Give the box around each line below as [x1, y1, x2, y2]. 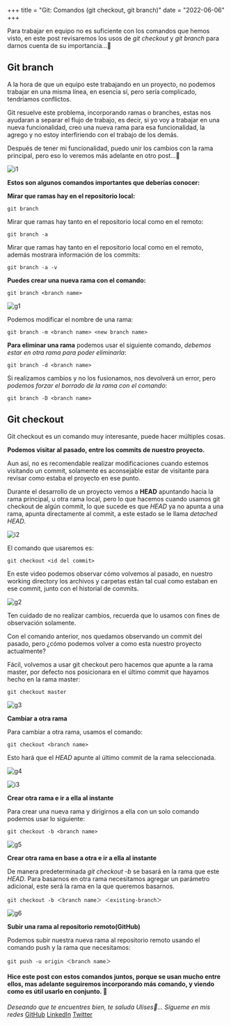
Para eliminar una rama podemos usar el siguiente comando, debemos [7, 341, 212, 349]
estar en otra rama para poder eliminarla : [7, 348, 127, 357]
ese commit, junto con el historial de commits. [7, 584, 139, 592]
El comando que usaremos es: [7, 544, 94, 552]
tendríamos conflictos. [7, 95, 72, 103]
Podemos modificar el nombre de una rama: [7, 315, 134, 323]
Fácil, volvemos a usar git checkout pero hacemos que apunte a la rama [7, 660, 214, 668]
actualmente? [7, 647, 47, 655]
